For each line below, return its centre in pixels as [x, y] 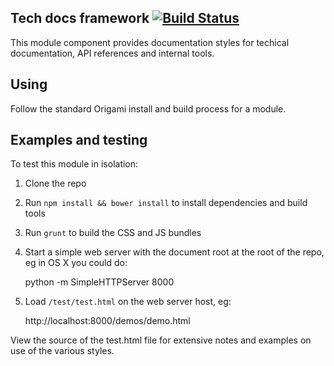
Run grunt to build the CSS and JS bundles [113, 233]
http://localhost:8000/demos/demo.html [107, 321]
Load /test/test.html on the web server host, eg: [128, 302]
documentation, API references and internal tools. [112, 53]
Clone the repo [55, 183]
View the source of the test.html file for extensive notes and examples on [161, 340]
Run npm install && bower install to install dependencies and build [166, 203]
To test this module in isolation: [74, 164]
